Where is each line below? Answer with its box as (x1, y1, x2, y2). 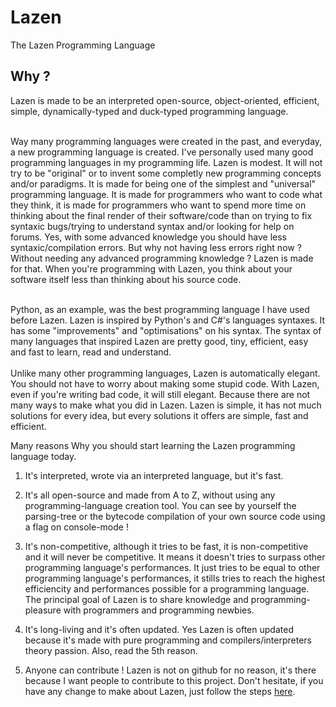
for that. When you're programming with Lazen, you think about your (10, 262, 293, 275)
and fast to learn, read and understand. (10, 346, 172, 358)
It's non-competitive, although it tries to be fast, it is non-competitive (24, 540, 309, 552)
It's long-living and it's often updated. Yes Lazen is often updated (24, 623, 294, 635)
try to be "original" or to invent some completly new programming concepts (10, 167, 322, 179)
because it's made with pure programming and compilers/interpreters (24, 634, 312, 646)
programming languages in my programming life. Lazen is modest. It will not (10, 156, 323, 168)
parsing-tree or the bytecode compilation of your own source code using (24, 510, 326, 522)
